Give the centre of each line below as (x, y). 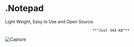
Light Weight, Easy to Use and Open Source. (50, 22)
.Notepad (24, 8)
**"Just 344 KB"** (111, 30)
